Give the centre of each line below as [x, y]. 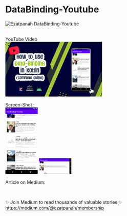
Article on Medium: [25, 182]
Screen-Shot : [20, 105]
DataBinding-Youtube [52, 10]
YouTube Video [21, 39]
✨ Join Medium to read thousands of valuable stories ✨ [64, 202]
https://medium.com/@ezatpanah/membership [55, 208]
